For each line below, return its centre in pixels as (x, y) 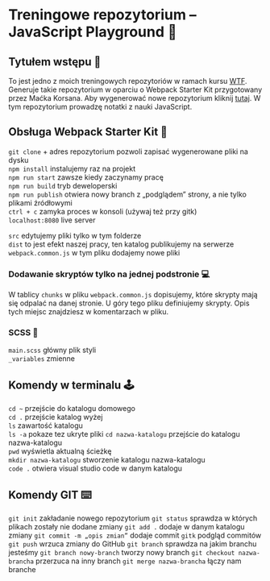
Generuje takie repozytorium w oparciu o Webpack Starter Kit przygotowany (135, 89)
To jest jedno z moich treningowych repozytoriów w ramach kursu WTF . (128, 81)
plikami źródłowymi (40, 202)
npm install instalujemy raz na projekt (72, 168)
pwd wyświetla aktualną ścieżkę (60, 451)
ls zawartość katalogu (46, 425)
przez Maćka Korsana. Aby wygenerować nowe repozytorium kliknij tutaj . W (135, 98)
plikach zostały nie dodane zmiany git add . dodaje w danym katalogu (127, 527)
